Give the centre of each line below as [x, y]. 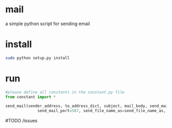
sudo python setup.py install [38, 58]
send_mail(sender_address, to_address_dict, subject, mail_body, [76, 106]
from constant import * [31, 97]
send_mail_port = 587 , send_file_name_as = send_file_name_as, [102, 111]
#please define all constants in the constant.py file [65, 92]
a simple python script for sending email [48, 24]
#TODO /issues [21, 121]
